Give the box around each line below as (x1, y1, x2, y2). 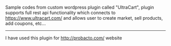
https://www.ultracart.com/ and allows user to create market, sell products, (5, 15, 163, 21)
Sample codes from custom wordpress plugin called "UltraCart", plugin (5, 5, 154, 10)
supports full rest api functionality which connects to (5, 10, 116, 16)
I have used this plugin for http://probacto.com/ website (5, 35, 122, 41)
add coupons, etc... (5, 20, 46, 26)
